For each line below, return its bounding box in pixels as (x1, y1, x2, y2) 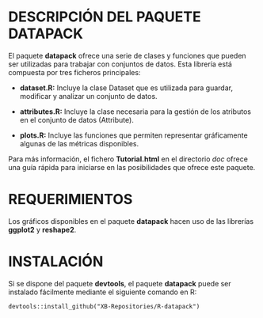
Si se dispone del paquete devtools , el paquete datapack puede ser (8, 278, 231, 288)
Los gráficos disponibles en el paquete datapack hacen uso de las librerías (8, 216, 254, 225)
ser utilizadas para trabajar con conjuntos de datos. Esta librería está (8, 59, 232, 69)
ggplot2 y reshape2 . (8, 225, 77, 234)
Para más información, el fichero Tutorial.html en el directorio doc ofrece (8, 154, 248, 164)
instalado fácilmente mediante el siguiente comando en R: (8, 287, 197, 297)
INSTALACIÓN (8, 253, 104, 271)
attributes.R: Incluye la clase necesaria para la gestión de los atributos (19, 107, 252, 116)
